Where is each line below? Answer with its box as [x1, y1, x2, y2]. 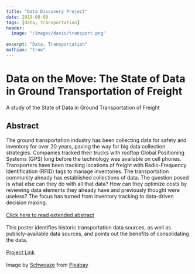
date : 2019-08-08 [6, 14, 49, 20]
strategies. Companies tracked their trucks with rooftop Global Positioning [6, 149, 184, 156]
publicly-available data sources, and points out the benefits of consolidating [6, 230, 189, 237]
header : [6, 25, 25, 31]
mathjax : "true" [6, 47, 46, 53]
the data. [6, 236, 28, 243]
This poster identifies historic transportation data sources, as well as [6, 224, 172, 231]
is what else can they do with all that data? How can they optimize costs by [6, 180, 187, 187]
